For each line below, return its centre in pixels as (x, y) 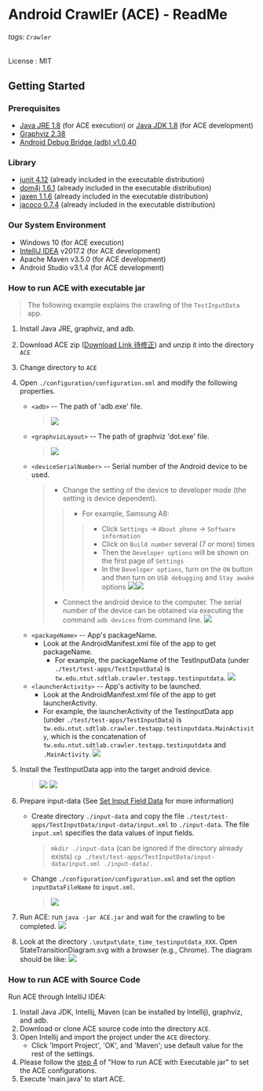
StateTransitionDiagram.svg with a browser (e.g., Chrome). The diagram (136, 949)
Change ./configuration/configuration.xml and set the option (133, 878)
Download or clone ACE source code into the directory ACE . (115, 1029)
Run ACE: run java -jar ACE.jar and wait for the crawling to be (122, 917)
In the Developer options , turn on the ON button (177, 569)
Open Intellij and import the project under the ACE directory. (115, 1037)
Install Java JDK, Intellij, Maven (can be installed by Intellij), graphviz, (131, 1012)
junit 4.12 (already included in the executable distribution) (112, 179)
